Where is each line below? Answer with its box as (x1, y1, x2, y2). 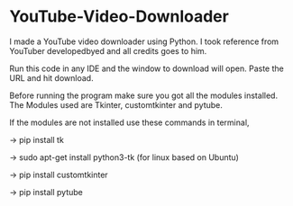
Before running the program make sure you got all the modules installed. (9, 90, 278, 101)
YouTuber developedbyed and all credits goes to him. (9, 45, 207, 56)
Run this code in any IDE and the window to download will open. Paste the (9, 63, 284, 74)
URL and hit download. (9, 72, 94, 83)
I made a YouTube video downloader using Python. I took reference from (9, 36, 279, 47)
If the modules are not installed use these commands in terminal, (9, 117, 250, 128)
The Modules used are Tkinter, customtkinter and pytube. (9, 99, 224, 110)
